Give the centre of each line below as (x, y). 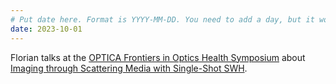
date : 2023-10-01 (46, 29)
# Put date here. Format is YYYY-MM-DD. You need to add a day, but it (162, 19)
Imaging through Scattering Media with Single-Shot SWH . (129, 68)
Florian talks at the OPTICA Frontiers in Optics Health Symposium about (158, 57)
